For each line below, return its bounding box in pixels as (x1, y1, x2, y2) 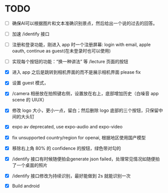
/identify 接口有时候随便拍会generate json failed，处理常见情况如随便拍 (12, 156, 160, 162)
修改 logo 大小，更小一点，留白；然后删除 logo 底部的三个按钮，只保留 (12, 107, 159, 113)
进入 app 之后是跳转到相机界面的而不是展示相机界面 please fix (12, 69, 141, 75)
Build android (12, 182, 40, 188)
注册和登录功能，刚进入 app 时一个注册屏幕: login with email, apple (12, 42, 151, 48)
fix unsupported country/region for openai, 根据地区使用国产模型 (12, 134, 146, 140)
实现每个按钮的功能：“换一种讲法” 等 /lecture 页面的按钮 (12, 59, 129, 65)
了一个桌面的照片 (12, 162, 48, 168)
